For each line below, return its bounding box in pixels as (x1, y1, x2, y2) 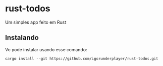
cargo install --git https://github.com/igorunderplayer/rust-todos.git (5, 56, 159, 61)
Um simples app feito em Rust (5, 19, 66, 25)
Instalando (5, 33, 39, 42)
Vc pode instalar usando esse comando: (5, 46, 88, 52)
